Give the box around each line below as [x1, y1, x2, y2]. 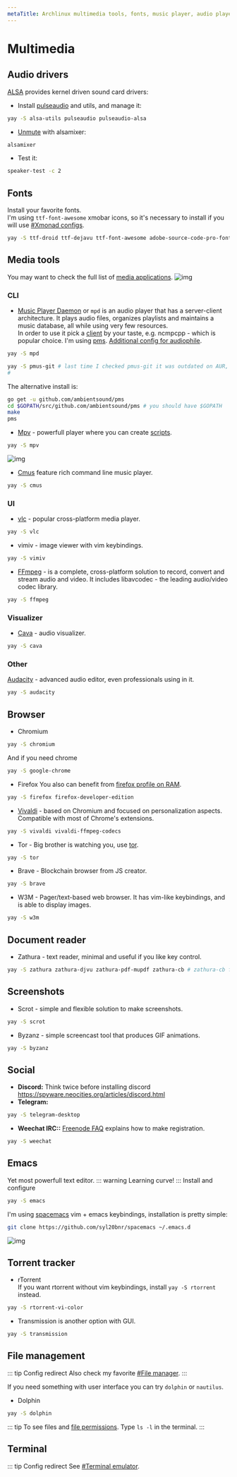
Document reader [7, 934, 87, 946]
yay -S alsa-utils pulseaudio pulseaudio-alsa [7, 114, 147, 122]
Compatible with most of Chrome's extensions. [17, 814, 154, 822]
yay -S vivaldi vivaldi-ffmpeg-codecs [7, 827, 121, 835]
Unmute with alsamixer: [17, 128, 87, 136]
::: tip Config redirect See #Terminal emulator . [7, 1461, 140, 1470]
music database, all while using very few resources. [17, 322, 169, 330]
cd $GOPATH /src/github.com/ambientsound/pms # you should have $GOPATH [7, 402, 222, 409]
